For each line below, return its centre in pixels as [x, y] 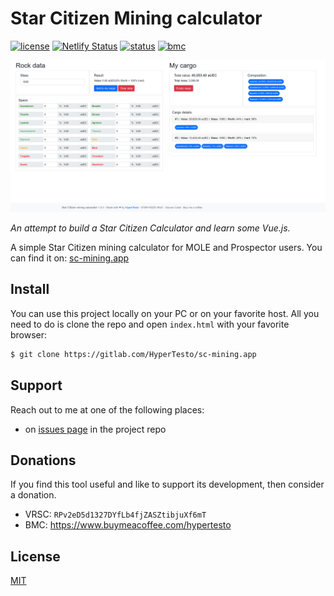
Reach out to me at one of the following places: [107, 409]
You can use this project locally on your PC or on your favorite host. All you [165, 313]
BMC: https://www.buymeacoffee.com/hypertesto [128, 525]
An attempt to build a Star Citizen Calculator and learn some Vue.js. [150, 228]
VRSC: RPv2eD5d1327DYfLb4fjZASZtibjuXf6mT [115, 514]
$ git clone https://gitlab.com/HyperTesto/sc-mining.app [133, 354]
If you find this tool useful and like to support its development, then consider [167, 484]
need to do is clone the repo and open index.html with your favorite [150, 324]
